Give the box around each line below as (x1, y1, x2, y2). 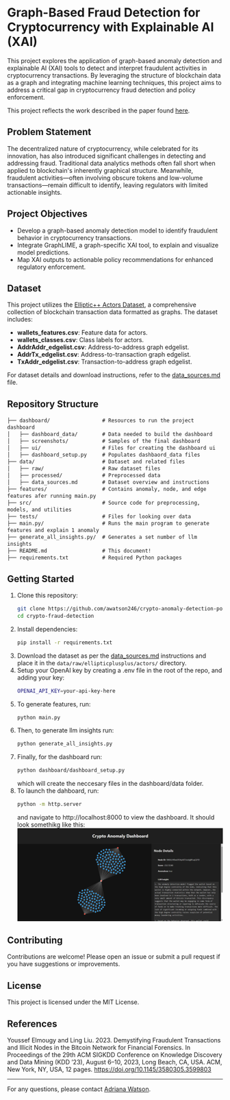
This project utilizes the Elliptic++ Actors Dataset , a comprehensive (7, 300, 196, 309)
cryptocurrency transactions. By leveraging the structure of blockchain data (7, 71, 221, 80)
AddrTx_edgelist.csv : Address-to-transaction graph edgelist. (16, 350, 192, 359)
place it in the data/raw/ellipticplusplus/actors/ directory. (16, 658, 187, 667)
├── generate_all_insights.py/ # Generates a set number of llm (7, 534, 197, 541)
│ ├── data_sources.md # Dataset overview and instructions (7, 479, 210, 486)
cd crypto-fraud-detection (16, 612, 94, 619)
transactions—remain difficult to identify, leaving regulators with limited (7, 180, 208, 189)
